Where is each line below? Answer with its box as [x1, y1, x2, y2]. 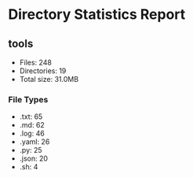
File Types [8, 94, 49, 105]
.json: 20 [19, 154, 49, 163]
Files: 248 [19, 57, 53, 67]
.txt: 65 [19, 112, 43, 121]
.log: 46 [19, 128, 45, 139]
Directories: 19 [19, 66, 67, 76]
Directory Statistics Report [8, 6, 186, 24]
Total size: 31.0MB [19, 75, 79, 83]
